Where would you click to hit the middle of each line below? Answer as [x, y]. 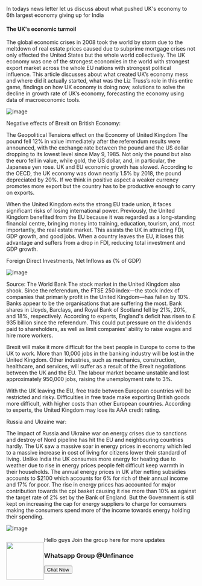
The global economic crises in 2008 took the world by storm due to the [95, 42]
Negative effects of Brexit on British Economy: [64, 124]
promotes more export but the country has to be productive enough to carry [101, 186]
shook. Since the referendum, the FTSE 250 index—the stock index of [93, 291]
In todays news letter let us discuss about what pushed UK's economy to [97, 9]
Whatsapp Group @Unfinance [89, 556]
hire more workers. [30, 336]
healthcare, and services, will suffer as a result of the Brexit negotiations [96, 367]
